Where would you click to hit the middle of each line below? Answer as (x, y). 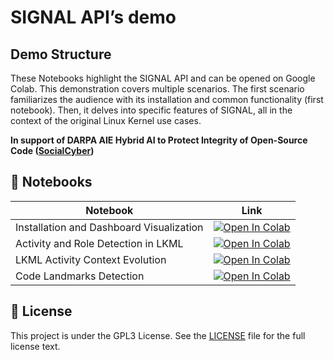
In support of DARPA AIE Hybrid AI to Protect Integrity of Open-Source (159, 140)
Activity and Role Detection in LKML (99, 243)
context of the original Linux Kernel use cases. (106, 120)
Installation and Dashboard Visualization (109, 227)
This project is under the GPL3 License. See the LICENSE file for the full (158, 335)
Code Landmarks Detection (80, 276)
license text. (35, 346)
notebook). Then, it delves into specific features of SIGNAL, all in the (151, 110)
